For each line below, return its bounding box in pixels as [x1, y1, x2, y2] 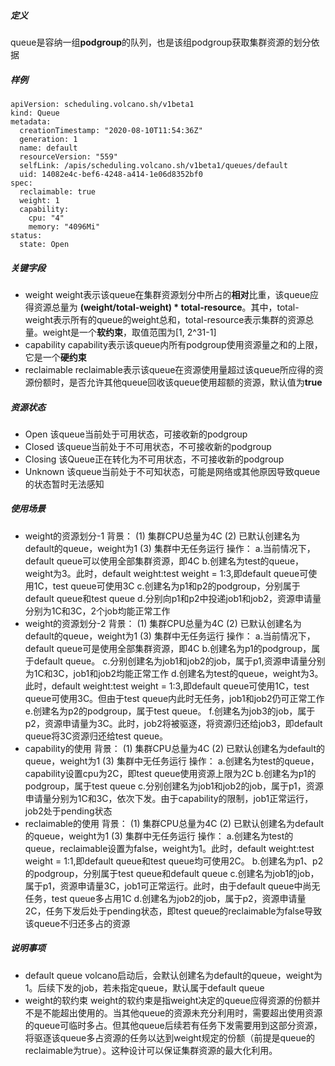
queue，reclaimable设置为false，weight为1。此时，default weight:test [24, 842, 315, 854]
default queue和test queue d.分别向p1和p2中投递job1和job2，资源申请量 [24, 592, 322, 604]
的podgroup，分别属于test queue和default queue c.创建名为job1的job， [24, 867, 320, 879]
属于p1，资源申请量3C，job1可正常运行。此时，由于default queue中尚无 [24, 880, 321, 892]
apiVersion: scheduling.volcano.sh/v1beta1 [10, 99, 195, 109]
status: [10, 230, 43, 240]
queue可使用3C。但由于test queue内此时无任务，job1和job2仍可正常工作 [24, 692, 325, 704]
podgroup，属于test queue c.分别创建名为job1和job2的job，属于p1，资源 [24, 780, 324, 792]
